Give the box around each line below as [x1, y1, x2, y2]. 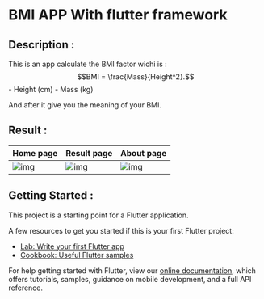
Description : [8, 38, 75, 52]
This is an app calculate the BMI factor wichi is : [8, 59, 167, 69]
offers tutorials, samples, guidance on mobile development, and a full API [8, 274, 252, 284]
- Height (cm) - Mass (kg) [8, 85, 94, 94]
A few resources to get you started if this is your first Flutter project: [8, 225, 234, 235]
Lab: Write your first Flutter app [19, 241, 125, 251]
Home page [12, 147, 58, 158]
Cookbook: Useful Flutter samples [19, 250, 134, 259]
